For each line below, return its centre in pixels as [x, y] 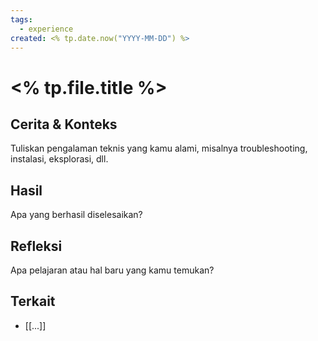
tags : [21, 19]
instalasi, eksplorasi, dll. [59, 159]
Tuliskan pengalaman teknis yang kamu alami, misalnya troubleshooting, [159, 148]
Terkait [33, 301]
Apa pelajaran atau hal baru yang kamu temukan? [112, 270]
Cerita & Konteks [64, 124]
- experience [46, 29]
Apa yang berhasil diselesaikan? [76, 215]
